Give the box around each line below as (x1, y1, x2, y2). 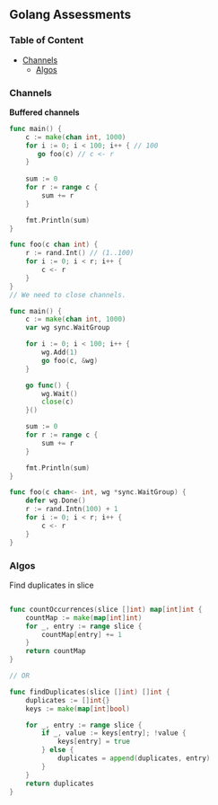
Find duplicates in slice (9, 579, 94, 590)
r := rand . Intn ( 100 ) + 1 (25, 505, 118, 514)
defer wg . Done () (25, 496, 87, 506)
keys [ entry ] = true (57, 737, 130, 747)
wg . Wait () (41, 389, 78, 398)
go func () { (25, 381, 70, 390)
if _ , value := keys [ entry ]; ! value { (41, 729, 187, 738)
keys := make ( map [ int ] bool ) (25, 704, 130, 713)
